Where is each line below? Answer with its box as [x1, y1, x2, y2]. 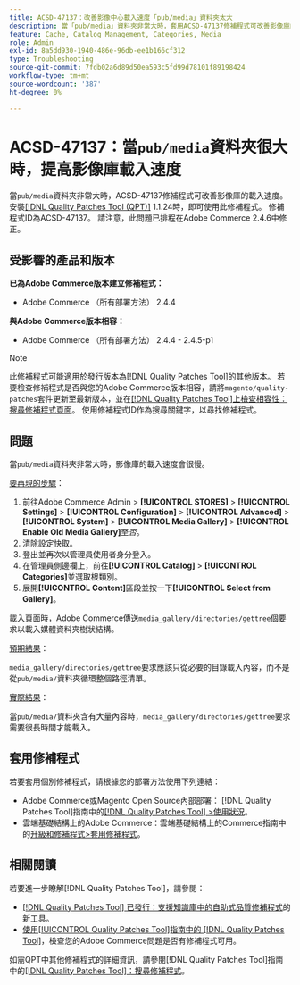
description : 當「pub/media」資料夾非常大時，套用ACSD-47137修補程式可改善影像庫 [9, 21, 290, 30]
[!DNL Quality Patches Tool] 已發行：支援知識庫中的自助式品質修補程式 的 [21, 901, 291, 912]
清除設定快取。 [21, 538, 78, 549]
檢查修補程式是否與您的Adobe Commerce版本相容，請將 [16, 382, 225, 393]
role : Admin [9, 38, 54, 47]
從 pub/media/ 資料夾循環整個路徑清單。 [9, 673, 152, 684]
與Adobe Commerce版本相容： [9, 316, 125, 327]
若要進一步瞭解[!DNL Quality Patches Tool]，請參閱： [9, 882, 205, 893]
